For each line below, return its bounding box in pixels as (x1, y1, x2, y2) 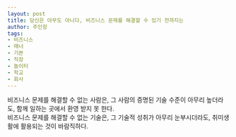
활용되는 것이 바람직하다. (20, 122, 89, 131)
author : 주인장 (7, 23, 48, 30)
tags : (7, 30, 23, 37)
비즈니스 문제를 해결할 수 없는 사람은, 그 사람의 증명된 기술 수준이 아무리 (7, 96, 205, 104)
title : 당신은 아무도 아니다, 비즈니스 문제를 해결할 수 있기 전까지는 (7, 17, 184, 24)
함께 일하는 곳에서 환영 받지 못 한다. (16, 105, 114, 113)
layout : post (7, 10, 46, 18)
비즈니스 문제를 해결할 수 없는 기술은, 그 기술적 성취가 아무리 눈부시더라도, (7, 113, 211, 122)
